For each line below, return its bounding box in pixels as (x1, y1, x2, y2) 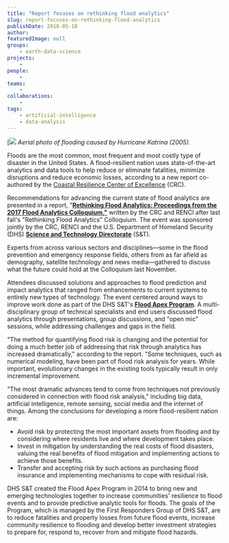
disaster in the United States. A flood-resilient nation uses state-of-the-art (7, 158, 216, 166)
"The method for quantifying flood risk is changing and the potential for (7, 335, 208, 343)
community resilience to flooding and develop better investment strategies (7, 520, 217, 529)
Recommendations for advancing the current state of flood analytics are (7, 193, 211, 202)
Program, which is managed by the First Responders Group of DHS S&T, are (7, 506, 221, 514)
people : (7, 67, 29, 74)
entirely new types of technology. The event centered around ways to (7, 292, 203, 301)
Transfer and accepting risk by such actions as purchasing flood (16, 464, 199, 472)
